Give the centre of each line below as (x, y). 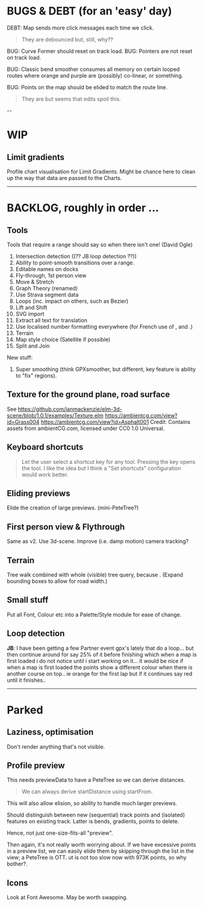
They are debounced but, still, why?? (67, 39)
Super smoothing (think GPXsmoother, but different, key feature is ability (106, 369)
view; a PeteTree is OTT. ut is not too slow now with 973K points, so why (97, 858)
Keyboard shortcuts (45, 447)
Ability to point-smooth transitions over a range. (75, 263)
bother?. (17, 864)
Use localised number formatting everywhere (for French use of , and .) (104, 326)
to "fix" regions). (36, 375)
